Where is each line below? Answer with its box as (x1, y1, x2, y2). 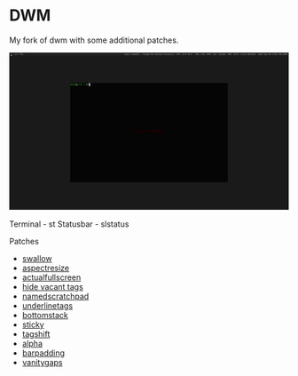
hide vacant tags (21, 282, 84, 292)
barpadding (21, 348, 65, 358)
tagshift (21, 329, 51, 340)
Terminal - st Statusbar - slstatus (9, 219, 129, 229)
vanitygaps (21, 357, 63, 368)
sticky (21, 319, 44, 330)
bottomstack (21, 310, 69, 321)
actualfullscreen (21, 272, 82, 283)
